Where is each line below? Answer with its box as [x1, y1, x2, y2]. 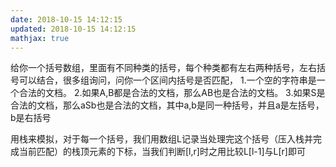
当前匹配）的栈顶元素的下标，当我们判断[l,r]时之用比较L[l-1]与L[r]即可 [18, 146, 306, 158]
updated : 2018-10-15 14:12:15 [10, 24, 137, 34]
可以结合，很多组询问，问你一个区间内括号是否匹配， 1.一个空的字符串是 [18, 74, 317, 86]
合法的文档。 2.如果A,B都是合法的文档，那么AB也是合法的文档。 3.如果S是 [18, 87, 326, 99]
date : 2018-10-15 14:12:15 [10, 14, 123, 25]
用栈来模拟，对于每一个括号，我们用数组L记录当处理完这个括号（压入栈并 [10, 133, 313, 145]
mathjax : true [10, 33, 70, 43]
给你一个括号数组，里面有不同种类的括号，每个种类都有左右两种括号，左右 [10, 62, 317, 74]
